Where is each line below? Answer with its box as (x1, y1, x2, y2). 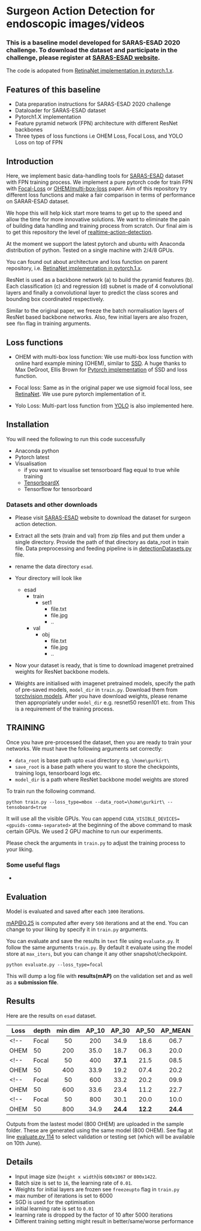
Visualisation (14, 460, 47, 467)
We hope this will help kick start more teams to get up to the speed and (6, 209, 182, 217)
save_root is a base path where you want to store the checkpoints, (14, 763, 180, 770)
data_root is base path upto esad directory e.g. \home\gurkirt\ (14, 756, 170, 764)
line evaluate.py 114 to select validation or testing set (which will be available (6, 1133, 195, 1140)
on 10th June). (6, 1139, 42, 1146)
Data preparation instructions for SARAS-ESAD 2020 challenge (14, 100, 171, 108)
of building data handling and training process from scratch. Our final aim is (6, 222, 193, 230)
